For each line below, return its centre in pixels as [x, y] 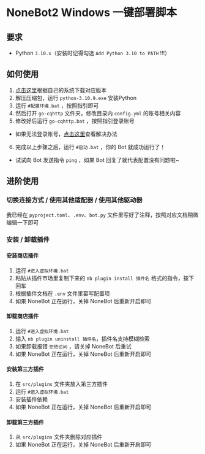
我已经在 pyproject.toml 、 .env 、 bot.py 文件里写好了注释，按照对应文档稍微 [102, 215]
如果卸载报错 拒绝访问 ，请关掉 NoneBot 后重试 [73, 346]
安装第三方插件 [25, 369]
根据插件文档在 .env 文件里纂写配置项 [62, 293]
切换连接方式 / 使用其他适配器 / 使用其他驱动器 [74, 200]
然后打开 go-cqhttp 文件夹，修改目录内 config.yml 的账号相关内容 [98, 113]
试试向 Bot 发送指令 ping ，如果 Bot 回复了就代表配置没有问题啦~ [97, 160]
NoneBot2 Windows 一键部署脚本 [92, 13]
